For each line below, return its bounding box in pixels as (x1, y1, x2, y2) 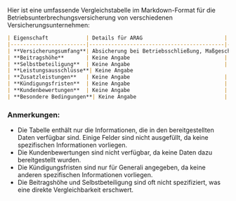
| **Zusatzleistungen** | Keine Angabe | (7, 74, 228, 81)
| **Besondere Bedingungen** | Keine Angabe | (7, 93, 228, 100)
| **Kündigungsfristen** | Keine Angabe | (7, 80, 228, 87)
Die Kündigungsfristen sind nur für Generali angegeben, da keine (17, 163, 206, 171)
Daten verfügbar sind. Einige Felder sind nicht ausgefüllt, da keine (17, 134, 209, 142)
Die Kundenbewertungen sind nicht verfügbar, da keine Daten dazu (17, 148, 213, 157)
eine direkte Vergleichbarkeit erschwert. (17, 186, 134, 194)
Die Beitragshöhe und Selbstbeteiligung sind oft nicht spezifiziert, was (17, 179, 221, 187)
